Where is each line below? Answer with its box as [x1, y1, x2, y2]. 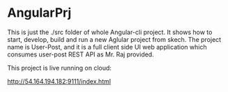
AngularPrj [7, 5, 72, 21]
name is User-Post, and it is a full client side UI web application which [7, 43, 207, 51]
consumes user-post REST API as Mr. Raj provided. [7, 50, 155, 59]
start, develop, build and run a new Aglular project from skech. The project [7, 35, 222, 43]
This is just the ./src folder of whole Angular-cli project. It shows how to [7, 28, 213, 36]
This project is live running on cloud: [7, 63, 112, 72]
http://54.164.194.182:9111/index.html [7, 77, 112, 85]
